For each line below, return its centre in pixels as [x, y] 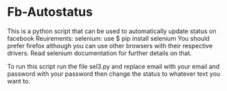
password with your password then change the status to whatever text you [114, 74]
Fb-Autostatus [50, 12]
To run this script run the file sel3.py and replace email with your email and [113, 66]
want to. [19, 81]
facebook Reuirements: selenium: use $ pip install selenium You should [108, 38]
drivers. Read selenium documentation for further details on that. [100, 53]
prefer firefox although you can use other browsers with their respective [110, 45]
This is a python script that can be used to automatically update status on [112, 31]
